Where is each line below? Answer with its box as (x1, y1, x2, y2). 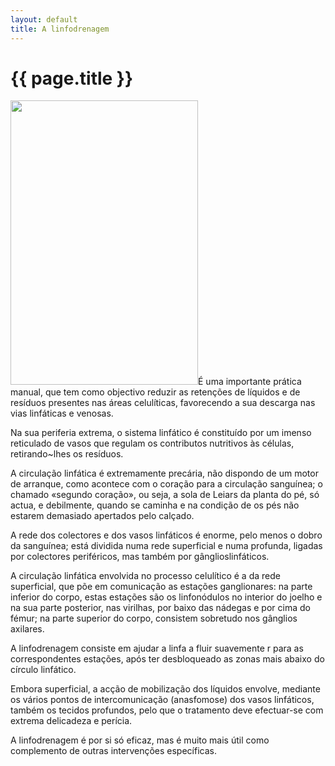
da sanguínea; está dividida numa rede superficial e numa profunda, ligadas (10, 540, 323, 552)
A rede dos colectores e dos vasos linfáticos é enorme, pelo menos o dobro (10, 529, 323, 541)
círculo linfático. (10, 664, 77, 676)
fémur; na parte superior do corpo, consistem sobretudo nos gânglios (10, 612, 298, 625)
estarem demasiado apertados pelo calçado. (10, 510, 195, 522)
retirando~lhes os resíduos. (10, 448, 124, 460)
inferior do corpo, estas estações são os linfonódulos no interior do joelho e (10, 591, 323, 603)
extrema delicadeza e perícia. (10, 715, 133, 727)
